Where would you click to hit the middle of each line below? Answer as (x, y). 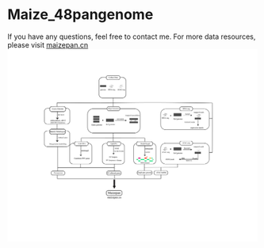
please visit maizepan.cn (48, 44)
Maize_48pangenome (80, 15)
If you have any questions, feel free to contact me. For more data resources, (132, 36)
